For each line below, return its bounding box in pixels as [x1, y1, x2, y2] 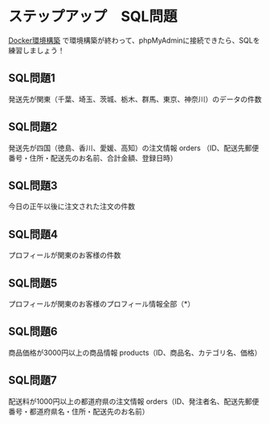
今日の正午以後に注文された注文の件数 [8, 202, 135, 212]
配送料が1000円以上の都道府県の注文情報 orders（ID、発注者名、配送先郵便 [8, 396, 260, 406]
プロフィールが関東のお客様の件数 [8, 250, 121, 260]
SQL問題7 [8, 373, 58, 387]
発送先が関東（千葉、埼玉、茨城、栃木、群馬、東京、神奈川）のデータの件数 [8, 94, 262, 104]
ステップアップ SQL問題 [8, 7, 178, 26]
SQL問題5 [8, 276, 58, 290]
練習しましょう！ [8, 45, 65, 55]
